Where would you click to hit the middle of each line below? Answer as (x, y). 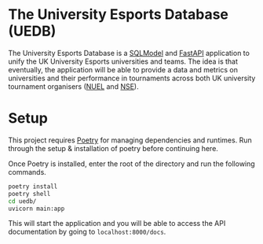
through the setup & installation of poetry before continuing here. (113, 148)
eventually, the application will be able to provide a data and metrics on (123, 69)
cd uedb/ (22, 201)
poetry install (33, 187)
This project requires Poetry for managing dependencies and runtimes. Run (130, 140)
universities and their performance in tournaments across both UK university (132, 78)
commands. (27, 172)
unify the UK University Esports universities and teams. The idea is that (123, 61)
